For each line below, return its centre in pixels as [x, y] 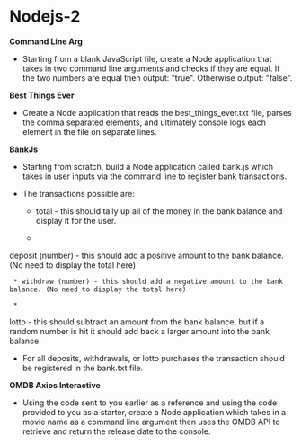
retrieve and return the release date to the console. [116, 431]
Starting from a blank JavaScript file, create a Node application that [147, 58]
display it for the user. [76, 220]
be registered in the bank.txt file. [83, 368]
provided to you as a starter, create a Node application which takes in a [154, 412]
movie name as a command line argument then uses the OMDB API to [151, 422]
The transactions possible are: [78, 193]
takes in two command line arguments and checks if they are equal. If [151, 68]
